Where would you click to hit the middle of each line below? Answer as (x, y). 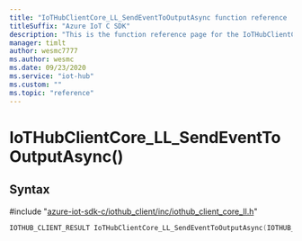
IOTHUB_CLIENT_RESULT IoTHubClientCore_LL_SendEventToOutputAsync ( (138, 228)
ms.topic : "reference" (52, 93)
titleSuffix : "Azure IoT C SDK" (70, 26)
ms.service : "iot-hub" (52, 76)
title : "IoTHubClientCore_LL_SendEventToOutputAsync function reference (148, 18)
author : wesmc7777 (44, 51)
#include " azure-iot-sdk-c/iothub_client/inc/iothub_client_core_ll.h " (133, 211)
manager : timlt (38, 43)
